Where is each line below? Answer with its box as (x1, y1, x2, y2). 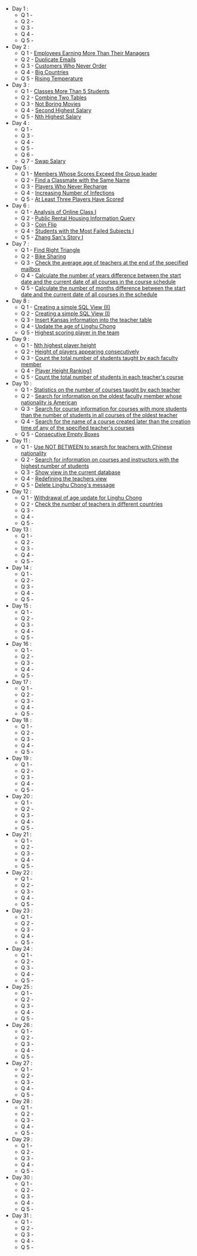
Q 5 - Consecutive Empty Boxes (20, 430, 100, 438)
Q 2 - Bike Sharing (20, 253, 66, 259)
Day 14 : (11, 564, 32, 571)
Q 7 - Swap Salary (20, 158, 66, 164)
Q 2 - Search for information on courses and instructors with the (20, 456, 179, 463)
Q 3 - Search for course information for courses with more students (20, 405, 187, 412)
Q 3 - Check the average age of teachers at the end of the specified (20, 259, 188, 266)
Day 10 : (11, 380, 32, 387)
